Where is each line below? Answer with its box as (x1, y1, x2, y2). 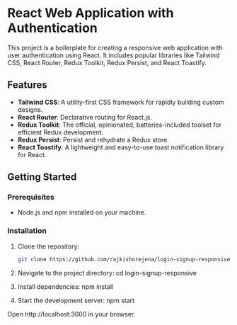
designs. (17, 105, 43, 114)
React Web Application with (7, 5, 174, 21)
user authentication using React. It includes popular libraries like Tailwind (7, 51, 220, 59)
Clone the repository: (17, 242, 80, 251)
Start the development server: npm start (17, 296, 135, 304)
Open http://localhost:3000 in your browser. (7, 309, 136, 318)
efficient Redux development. (17, 127, 104, 136)
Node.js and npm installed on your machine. (17, 208, 146, 217)
